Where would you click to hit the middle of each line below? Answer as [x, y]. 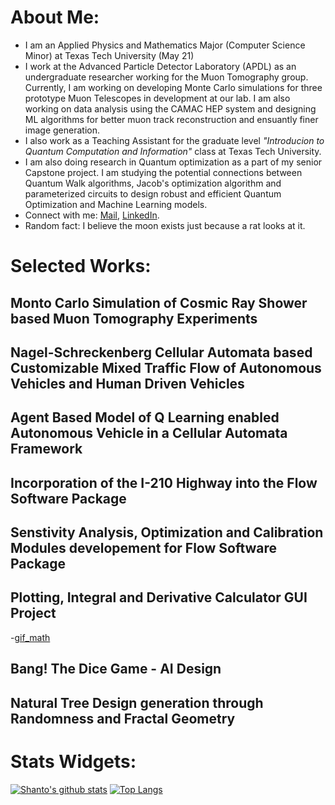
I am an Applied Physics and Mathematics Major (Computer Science [165, 45]
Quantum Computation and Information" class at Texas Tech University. [173, 151]
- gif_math [30, 637]
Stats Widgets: [73, 761]
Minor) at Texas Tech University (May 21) [109, 55]
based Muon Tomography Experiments [134, 318]
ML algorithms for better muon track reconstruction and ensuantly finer [171, 119]
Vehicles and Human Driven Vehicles [127, 383]
